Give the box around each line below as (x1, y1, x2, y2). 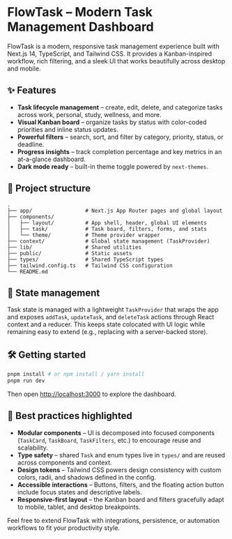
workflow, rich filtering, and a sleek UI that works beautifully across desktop (7, 56, 226, 65)
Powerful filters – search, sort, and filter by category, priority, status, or (17, 132, 224, 141)
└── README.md (7, 268, 49, 275)
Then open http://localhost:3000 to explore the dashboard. (7, 390, 176, 398)
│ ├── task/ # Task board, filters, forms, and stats (7, 225, 208, 232)
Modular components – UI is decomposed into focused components (17, 428, 215, 436)
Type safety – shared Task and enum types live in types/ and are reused (17, 450, 225, 459)
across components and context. (17, 458, 113, 466)
